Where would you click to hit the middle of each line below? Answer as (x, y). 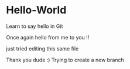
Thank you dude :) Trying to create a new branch (65, 60)
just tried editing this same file (42, 48)
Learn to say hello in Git (35, 26)
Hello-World (36, 10)
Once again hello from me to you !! (48, 37)
